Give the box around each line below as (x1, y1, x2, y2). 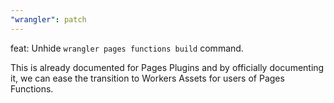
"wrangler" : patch (10, 14, 87, 25)
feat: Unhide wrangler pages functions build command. (10, 42, 244, 54)
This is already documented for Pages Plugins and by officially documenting (10, 61, 325, 73)
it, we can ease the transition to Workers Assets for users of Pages (10, 72, 285, 84)
